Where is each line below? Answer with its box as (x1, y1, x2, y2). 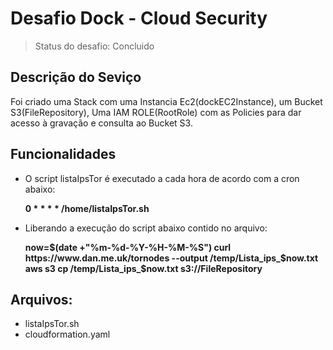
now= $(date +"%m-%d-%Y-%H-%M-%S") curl (24, 241, 232, 253)
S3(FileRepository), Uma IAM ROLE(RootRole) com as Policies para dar (10, 106, 302, 118)
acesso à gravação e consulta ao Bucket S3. (10, 117, 193, 129)
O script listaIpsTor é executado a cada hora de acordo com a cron (24, 172, 300, 184)
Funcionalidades (10, 146, 117, 163)
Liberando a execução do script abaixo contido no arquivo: (24, 222, 268, 234)
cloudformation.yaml (24, 328, 111, 341)
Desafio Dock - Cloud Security (10, 7, 268, 30)
